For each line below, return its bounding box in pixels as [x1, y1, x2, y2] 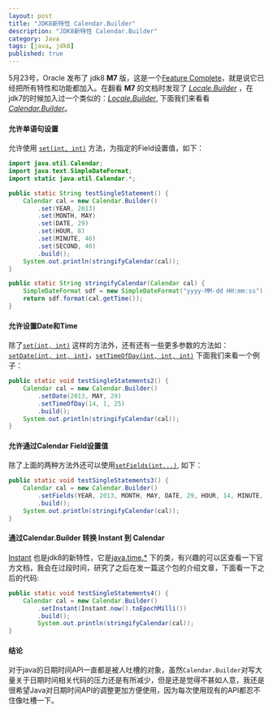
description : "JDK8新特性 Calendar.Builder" [8, 27, 158, 35]
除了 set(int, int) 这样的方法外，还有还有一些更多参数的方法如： [8, 341, 229, 350]
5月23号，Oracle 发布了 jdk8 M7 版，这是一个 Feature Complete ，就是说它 [8, 73, 258, 82]
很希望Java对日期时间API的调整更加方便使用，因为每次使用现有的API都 [8, 685, 247, 695]
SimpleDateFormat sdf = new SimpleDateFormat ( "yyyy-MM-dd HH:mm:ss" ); [23, 287, 267, 295]
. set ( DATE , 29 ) [37, 220, 89, 228]
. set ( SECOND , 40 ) [37, 241, 96, 250]
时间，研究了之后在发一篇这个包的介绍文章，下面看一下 [71, 563, 258, 572]
